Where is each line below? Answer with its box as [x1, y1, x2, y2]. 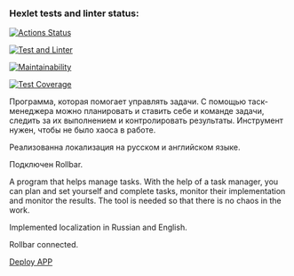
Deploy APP [9, 256, 53, 267]
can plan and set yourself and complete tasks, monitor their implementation [9, 186, 286, 197]
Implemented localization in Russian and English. [9, 222, 188, 233]
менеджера [9, 106, 54, 117]
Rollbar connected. [9, 239, 79, 250]
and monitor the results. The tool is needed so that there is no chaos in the [9, 195, 282, 207]
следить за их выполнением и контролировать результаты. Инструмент [9, 115, 284, 126]
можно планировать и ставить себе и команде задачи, [55, 106, 265, 117]
